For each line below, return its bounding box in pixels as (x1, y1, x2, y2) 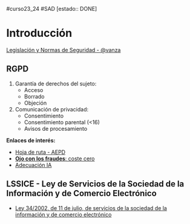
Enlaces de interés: (6, 136, 56, 144)
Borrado (24, 93, 45, 100)
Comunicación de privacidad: (15, 105, 89, 113)
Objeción (24, 99, 47, 107)
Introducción (6, 27, 73, 40)
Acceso (24, 86, 44, 93)
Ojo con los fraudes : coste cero (15, 154, 95, 162)
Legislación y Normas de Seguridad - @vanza (6, 46, 121, 53)
